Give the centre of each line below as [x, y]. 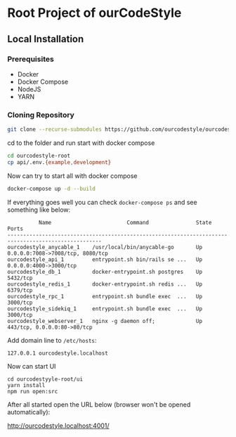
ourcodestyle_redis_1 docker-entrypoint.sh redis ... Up [105, 284]
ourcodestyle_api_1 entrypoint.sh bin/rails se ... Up [105, 259]
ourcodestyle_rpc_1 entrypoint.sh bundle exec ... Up [105, 296]
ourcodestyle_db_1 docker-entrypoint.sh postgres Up [105, 272]
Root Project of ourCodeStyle [94, 13]
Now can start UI [32, 366]
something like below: [39, 210]
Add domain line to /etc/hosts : [52, 340]
